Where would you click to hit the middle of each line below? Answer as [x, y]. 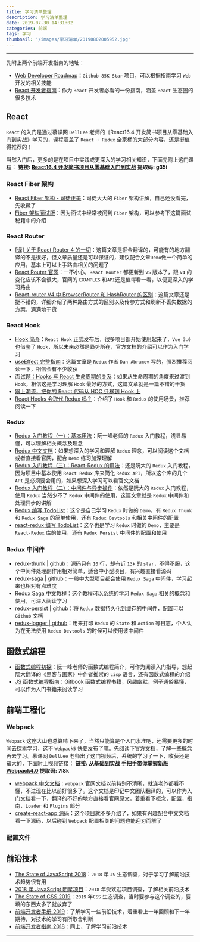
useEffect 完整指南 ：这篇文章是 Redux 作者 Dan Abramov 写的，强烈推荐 [101, 361]
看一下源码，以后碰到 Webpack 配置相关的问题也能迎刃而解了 [88, 820]
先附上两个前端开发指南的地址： [45, 63]
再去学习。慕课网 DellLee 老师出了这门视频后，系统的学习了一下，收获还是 [98, 755]
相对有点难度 [41, 586]
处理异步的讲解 [33, 503]
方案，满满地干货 [36, 309]
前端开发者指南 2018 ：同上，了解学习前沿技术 [71, 926]
